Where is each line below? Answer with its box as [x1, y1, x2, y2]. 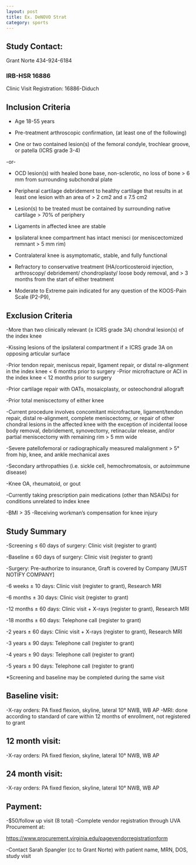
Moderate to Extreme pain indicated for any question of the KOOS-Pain [14, 287, 187, 295]
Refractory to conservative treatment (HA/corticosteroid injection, [14, 263, 174, 270]
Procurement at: [6, 823, 45, 831]
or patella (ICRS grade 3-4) [14, 147, 80, 154]
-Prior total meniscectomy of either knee [6, 397, 104, 404]
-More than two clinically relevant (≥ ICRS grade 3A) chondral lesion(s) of [6, 326, 184, 334]
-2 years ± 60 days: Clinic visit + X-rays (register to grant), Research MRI [6, 628, 183, 635]
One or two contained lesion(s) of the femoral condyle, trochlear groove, [14, 141, 191, 148]
